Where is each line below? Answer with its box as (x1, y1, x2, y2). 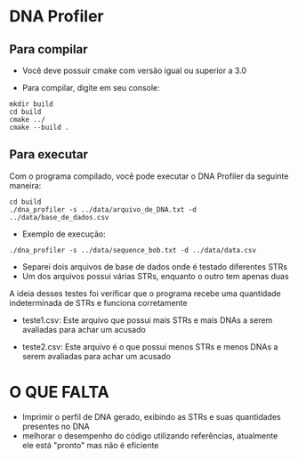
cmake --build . (9, 123, 69, 132)
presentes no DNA (21, 421, 91, 431)
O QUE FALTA (9, 382, 109, 402)
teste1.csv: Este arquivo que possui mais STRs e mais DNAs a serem (21, 314, 273, 326)
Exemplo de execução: (21, 229, 106, 239)
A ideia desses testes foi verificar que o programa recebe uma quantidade (9, 287, 282, 299)
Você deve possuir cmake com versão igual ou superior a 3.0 (21, 65, 247, 76)
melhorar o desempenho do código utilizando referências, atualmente (21, 430, 278, 441)
